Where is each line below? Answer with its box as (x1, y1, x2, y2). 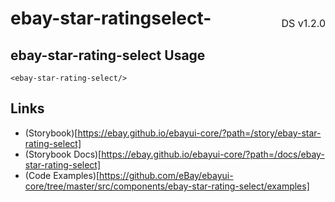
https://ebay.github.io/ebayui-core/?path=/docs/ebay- (101, 148, 325, 160)
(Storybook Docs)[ (24, 148, 102, 160)
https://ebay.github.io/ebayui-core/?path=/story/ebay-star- (77, 127, 322, 139)
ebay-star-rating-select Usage (10, 47, 206, 64)
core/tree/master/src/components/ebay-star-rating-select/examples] (24, 180, 310, 192)
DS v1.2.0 (281, 16, 326, 30)
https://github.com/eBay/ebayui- (99, 169, 234, 181)
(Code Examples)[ (24, 169, 100, 181)
